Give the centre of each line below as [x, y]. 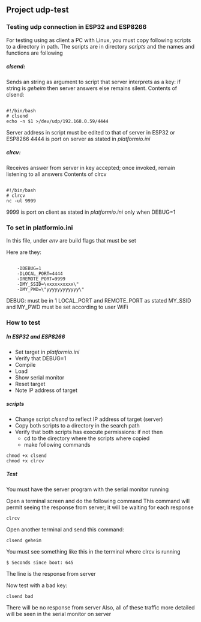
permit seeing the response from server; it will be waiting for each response [100, 507]
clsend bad [20, 596]
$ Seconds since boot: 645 [40, 563]
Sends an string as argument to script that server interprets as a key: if [94, 82]
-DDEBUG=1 [29, 268]
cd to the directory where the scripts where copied [87, 438]
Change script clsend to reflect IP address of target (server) [89, 419]
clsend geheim [24, 540]
